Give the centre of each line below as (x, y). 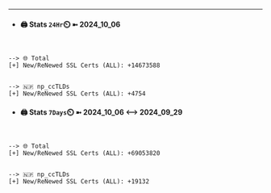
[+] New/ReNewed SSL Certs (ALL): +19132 (79, 182)
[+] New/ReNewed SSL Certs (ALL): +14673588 (84, 65)
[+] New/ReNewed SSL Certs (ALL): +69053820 (84, 153)
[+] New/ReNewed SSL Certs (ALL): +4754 (77, 94)
